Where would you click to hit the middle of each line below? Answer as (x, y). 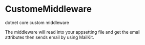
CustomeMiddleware (48, 9)
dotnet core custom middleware (37, 22)
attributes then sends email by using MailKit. (50, 37)
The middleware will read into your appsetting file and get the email (73, 32)
